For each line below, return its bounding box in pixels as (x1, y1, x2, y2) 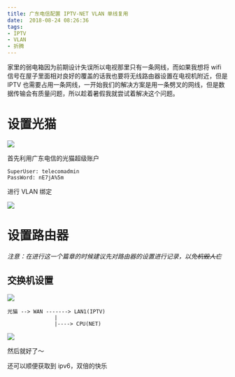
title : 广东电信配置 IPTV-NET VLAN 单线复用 (7, 10, 129, 18)
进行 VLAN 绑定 (7, 187, 52, 196)
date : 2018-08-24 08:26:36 (7, 17, 90, 24)
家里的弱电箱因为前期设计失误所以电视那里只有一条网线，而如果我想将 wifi (7, 63, 222, 71)
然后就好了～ (7, 346, 44, 355)
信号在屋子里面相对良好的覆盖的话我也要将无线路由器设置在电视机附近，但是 (7, 71, 228, 80)
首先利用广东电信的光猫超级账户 (7, 153, 99, 162)
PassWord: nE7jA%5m (7, 174, 64, 181)
